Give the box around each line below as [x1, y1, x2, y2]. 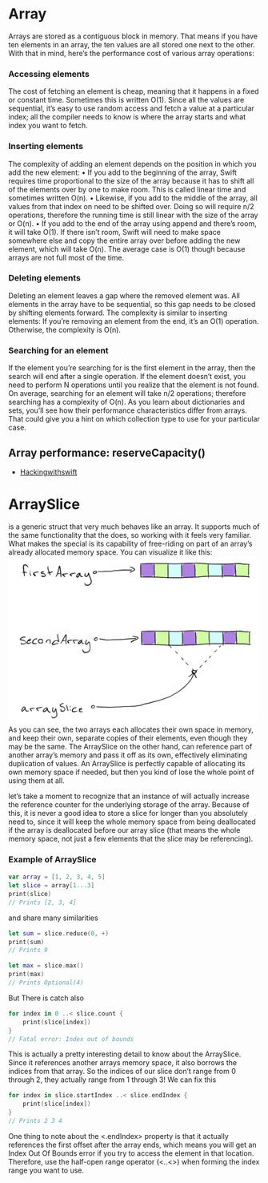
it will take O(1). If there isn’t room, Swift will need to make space [8, 227, 222, 236]
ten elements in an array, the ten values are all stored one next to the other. [8, 39, 256, 49]
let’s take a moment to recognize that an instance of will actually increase [8, 791, 250, 801]
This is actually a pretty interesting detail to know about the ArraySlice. [8, 1049, 242, 1059]
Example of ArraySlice [8, 854, 98, 865]
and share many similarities [8, 913, 98, 923]
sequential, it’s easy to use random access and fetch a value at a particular [8, 103, 254, 113]
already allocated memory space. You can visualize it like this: [8, 547, 213, 557]
